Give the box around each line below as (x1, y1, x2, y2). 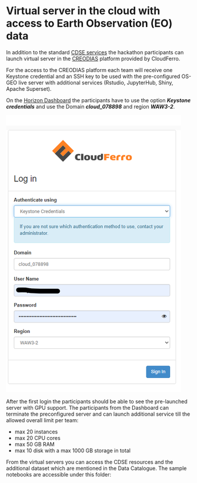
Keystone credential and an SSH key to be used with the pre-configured (6, 73, 181, 80)
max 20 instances (14, 428, 58, 435)
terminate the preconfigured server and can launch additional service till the (6, 410, 191, 417)
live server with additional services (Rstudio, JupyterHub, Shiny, (18, 79, 173, 86)
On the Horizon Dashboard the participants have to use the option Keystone (6, 96, 191, 104)
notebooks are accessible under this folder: (6, 471, 112, 478)
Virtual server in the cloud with (6, 4, 161, 18)
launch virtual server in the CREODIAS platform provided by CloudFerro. (6, 55, 181, 62)
